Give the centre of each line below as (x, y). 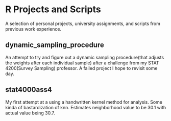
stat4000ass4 (29, 90)
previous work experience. (33, 29)
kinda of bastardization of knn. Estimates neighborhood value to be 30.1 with (86, 107)
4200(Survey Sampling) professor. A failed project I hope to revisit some (81, 68)
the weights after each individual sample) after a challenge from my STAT (82, 63)
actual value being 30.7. (30, 113)
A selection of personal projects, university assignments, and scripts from (83, 23)
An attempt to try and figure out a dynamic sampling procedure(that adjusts (85, 57)
